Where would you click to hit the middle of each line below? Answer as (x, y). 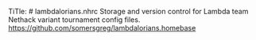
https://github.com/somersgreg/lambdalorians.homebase (102, 28)
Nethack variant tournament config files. (74, 20)
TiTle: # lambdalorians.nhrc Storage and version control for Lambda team (128, 11)
